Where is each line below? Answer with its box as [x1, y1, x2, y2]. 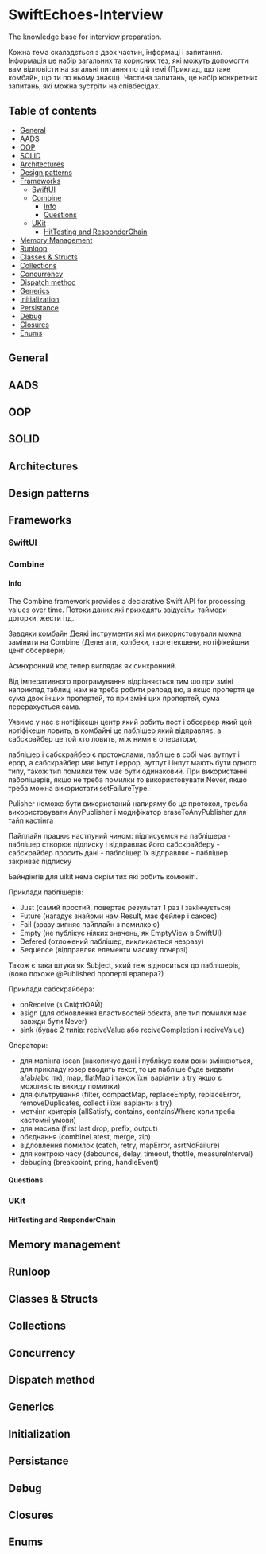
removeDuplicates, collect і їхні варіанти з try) [19, 1098, 172, 1108]
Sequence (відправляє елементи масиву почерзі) [19, 944, 188, 954]
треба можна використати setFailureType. [8, 783, 149, 793]
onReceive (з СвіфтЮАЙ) [19, 999, 103, 1009]
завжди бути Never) [19, 1016, 87, 1026]
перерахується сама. [8, 702, 81, 711]
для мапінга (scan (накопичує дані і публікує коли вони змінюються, [19, 1056, 253, 1065]
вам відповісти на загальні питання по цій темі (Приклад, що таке [8, 64, 231, 73]
